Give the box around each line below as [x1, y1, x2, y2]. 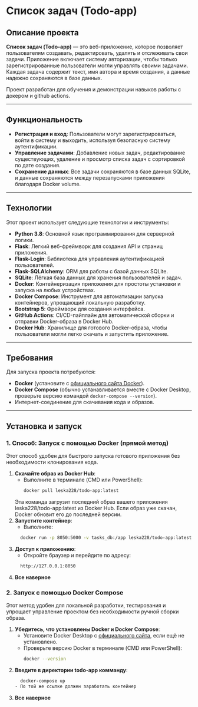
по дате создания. [14, 161, 61, 169]
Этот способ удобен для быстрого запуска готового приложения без [6, 452, 180, 460]
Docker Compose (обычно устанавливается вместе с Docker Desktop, [14, 386, 192, 393]
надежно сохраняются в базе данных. [6, 75, 103, 81]
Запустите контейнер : [14, 517, 72, 524]
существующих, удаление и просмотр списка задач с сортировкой [14, 155, 186, 163]
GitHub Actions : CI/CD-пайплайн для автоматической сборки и [14, 311, 174, 319]
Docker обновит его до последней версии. [14, 511, 122, 518]
